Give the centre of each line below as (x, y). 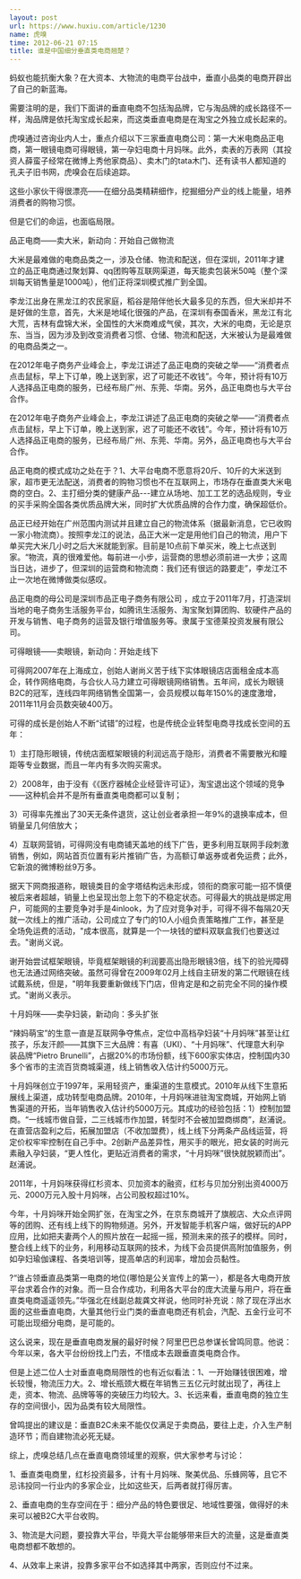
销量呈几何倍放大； (45, 825)
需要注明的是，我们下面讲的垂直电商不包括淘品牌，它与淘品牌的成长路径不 (146, 108)
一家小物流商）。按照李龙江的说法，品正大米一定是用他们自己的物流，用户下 (149, 534)
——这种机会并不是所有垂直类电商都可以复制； (95, 795)
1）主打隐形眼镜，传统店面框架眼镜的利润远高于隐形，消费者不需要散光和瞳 (148, 754)
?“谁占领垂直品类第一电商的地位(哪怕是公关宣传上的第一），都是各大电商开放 (150, 1278)
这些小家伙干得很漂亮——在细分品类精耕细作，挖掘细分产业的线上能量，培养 (150, 191)
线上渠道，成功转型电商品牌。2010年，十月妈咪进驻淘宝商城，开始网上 (147, 1098)
